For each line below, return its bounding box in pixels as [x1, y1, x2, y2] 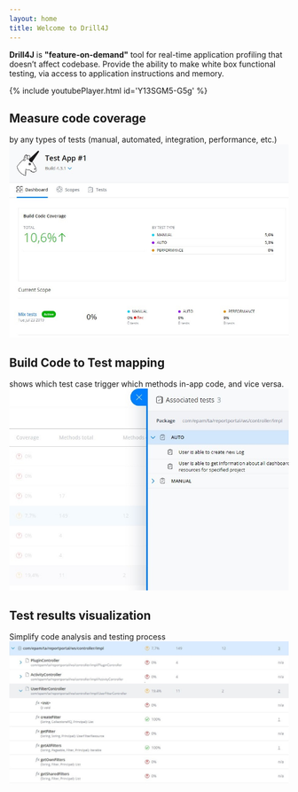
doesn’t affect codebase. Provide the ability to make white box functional [9, 59, 277, 69]
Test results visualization [9, 608, 152, 623]
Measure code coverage [9, 111, 146, 126]
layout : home [9, 14, 58, 23]
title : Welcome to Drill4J [9, 23, 109, 33]
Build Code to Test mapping [9, 355, 166, 370]
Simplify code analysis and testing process [9, 631, 166, 642]
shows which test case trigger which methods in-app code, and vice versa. [9, 379, 285, 389]
